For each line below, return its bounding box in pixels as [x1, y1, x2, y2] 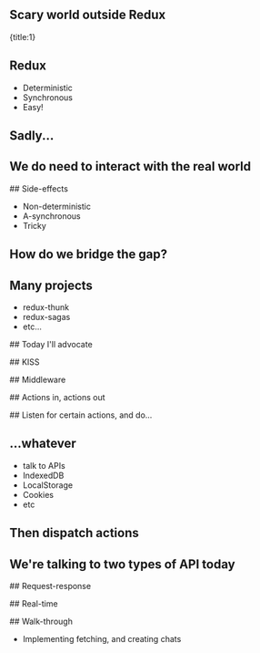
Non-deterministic [22, 201, 91, 212]
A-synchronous [22, 210, 81, 222]
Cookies [22, 489, 55, 500]
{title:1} [9, 31, 36, 42]
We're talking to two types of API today [9, 556, 235, 572]
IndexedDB [22, 470, 65, 481]
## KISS [9, 357, 40, 368]
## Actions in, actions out [9, 392, 105, 403]
